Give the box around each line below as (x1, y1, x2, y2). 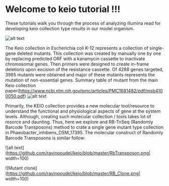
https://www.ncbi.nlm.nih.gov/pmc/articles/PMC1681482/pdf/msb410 (19, 87, 163, 94)
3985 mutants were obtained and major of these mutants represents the (5, 71, 155, 77)
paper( (5, 87, 19, 94)
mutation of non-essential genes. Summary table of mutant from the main (5, 77, 158, 83)
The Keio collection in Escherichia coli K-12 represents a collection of (5, 45, 149, 51)
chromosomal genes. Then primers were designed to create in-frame (5, 61, 149, 67)
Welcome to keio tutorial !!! (5, 4, 121, 15)
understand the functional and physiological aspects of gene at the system (5, 108, 161, 114)
